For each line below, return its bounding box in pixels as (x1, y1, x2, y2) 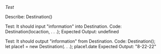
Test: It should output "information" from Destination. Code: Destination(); (5, 38, 156, 44)
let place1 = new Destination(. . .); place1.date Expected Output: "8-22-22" (5, 44, 157, 49)
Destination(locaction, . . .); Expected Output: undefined (5, 29, 119, 34)
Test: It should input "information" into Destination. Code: (5, 23, 122, 29)
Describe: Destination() (5, 14, 53, 19)
